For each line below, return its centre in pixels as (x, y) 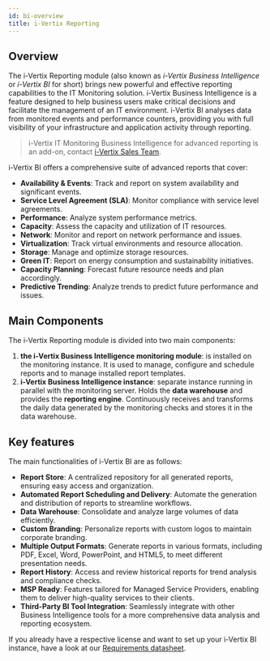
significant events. (51, 192)
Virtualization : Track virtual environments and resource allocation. (131, 243)
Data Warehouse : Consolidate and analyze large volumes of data (129, 511)
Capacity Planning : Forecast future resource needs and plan (122, 269)
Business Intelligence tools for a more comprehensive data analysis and (140, 615)
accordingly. (41, 278)
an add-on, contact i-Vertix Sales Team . (95, 152)
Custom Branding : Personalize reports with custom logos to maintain (136, 529)
